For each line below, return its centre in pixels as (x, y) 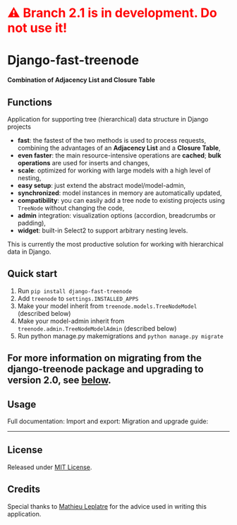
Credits (24, 489)
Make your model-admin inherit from (71, 321)
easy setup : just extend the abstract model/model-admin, (101, 185)
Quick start (32, 274)
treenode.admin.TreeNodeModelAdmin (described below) (97, 328)
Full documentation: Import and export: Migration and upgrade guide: (108, 421)
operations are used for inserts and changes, (84, 163)
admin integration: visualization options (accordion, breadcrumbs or (116, 215)
